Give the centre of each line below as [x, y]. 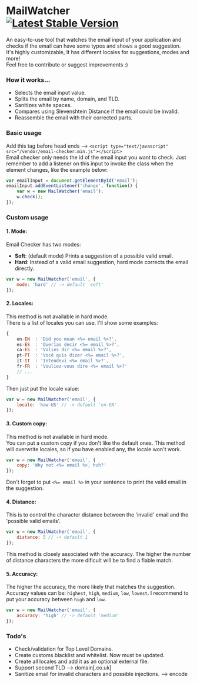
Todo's [16, 636]
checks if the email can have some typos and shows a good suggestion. [94, 46]
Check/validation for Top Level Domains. [64, 649]
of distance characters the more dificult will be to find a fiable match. [90, 561]
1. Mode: [17, 231]
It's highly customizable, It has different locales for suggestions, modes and [98, 52]
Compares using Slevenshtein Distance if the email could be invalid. [97, 111]
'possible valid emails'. [33, 521]
